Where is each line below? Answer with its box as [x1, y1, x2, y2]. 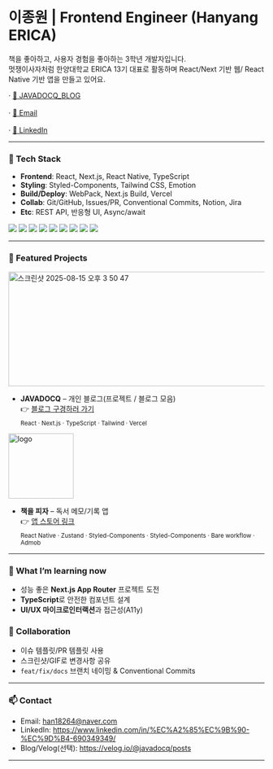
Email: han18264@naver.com [19, 716, 118, 726]
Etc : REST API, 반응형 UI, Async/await [19, 208, 146, 217]
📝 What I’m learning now [8, 566, 107, 577]
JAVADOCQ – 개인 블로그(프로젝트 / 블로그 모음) [19, 393, 176, 404]
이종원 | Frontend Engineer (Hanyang [8, 8, 258, 27]
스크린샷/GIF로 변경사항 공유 [19, 655, 111, 665]
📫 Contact [8, 694, 52, 706]
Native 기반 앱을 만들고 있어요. [8, 74, 106, 84]
